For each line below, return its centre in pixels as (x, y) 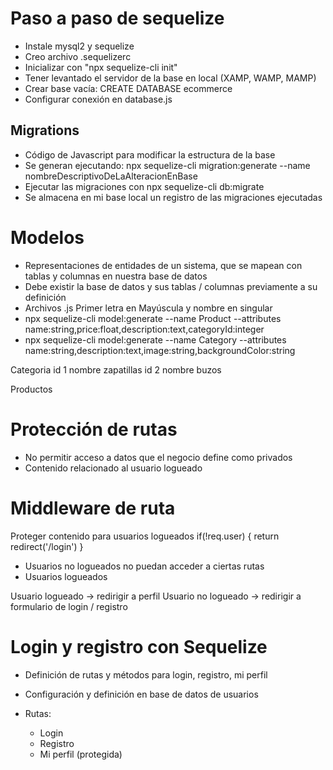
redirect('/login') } (47, 546)
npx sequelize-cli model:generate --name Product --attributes (153, 318)
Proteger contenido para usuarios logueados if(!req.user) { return (145, 536)
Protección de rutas (94, 429)
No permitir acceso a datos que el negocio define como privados (158, 457)
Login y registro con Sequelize (139, 646)
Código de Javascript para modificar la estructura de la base (150, 154)
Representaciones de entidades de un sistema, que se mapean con (163, 265)
